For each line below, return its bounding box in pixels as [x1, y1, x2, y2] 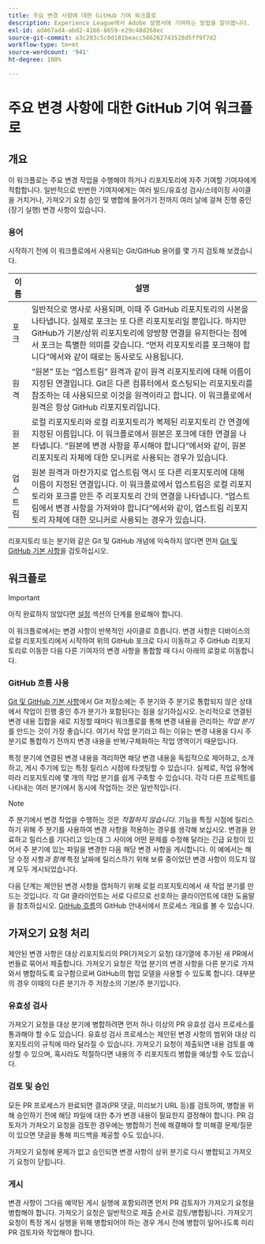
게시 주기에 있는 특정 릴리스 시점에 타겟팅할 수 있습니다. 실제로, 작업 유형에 [24, 763, 254, 773]
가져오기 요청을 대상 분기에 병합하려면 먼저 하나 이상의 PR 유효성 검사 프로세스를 [8, 1019, 255, 1029]
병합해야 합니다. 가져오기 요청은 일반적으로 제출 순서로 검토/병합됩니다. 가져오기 [8, 1208, 253, 1217]
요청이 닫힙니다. [16, 1156, 65, 1166]
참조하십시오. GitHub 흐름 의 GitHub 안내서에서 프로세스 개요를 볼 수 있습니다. [16, 901, 255, 910]
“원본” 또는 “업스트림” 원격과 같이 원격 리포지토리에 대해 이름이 [31, 366, 252, 377]
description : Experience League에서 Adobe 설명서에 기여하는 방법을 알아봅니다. [8, 19, 251, 27]
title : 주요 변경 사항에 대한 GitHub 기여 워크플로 [8, 11, 157, 20]
